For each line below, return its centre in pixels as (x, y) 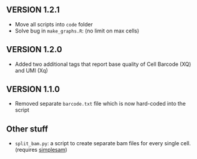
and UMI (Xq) (31, 70)
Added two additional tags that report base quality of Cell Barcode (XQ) (103, 64)
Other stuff (27, 129)
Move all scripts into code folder (54, 24)
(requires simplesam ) (41, 150)
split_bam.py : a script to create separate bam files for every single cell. (103, 143)
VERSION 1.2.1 (33, 10)
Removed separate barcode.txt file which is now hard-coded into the (100, 104)
